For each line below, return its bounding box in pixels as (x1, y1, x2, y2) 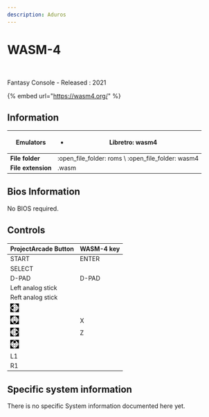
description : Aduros (7, 11, 67, 18)
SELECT (10, 264, 33, 273)
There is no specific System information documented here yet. (7, 402, 185, 410)
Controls (7, 224, 46, 236)
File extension (10, 163, 52, 172)
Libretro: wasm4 (109, 138, 158, 146)
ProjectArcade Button (10, 245, 74, 253)
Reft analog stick (10, 293, 58, 301)
